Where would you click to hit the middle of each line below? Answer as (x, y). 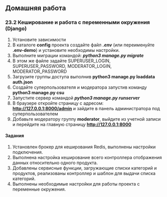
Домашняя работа (36, 8)
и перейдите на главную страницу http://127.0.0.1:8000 (72, 124)
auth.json (23, 82)
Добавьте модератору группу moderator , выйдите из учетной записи (86, 119)
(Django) (16, 28)
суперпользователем (35, 114)
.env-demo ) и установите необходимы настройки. (66, 50)
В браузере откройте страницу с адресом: (58, 103)
